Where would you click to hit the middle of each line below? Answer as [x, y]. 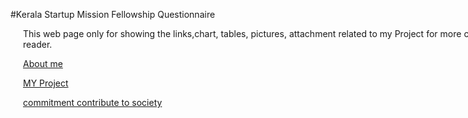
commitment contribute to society [93, 102]
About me [43, 63]
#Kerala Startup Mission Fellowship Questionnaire [113, 14]
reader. [38, 44]
